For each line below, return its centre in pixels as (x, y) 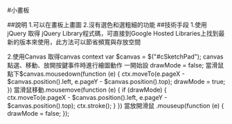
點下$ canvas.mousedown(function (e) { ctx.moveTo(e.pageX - (96, 74)
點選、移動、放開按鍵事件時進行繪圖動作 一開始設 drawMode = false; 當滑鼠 (115, 65)
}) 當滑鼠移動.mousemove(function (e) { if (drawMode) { (87, 90)
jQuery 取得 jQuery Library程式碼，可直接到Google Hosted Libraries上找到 (113, 33)
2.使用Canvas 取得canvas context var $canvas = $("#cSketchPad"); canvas (115, 56)
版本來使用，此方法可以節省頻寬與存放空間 (80, 42)
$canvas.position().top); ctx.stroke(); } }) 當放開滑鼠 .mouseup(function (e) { (116, 106)
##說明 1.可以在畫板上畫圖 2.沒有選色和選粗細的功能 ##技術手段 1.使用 (107, 25)
